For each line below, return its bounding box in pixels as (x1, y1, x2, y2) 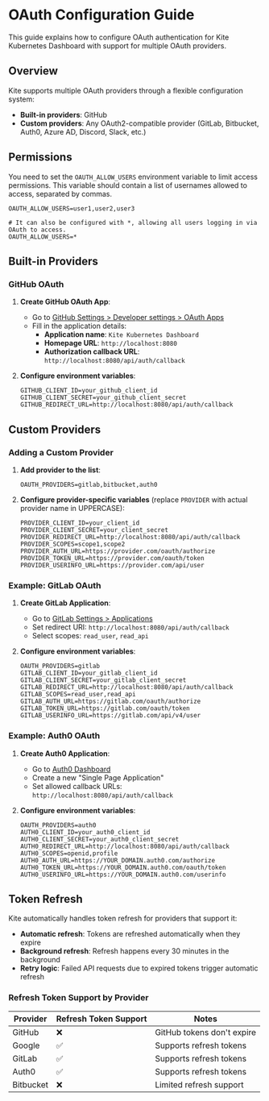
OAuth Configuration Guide (8, 6, 195, 24)
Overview (8, 64, 59, 78)
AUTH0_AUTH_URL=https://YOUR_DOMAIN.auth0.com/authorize (19, 856, 216, 864)
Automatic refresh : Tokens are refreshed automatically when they (19, 929, 241, 939)
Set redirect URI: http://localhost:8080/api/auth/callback (31, 622, 230, 632)
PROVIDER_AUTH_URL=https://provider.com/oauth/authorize (19, 546, 216, 555)
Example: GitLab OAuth (8, 580, 101, 591)
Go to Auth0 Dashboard (31, 764, 111, 774)
